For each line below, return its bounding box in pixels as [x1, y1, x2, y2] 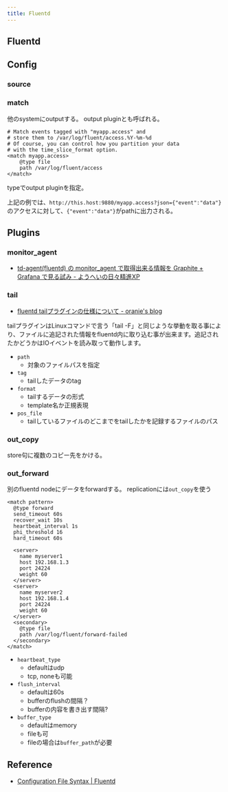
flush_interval [16, 681, 61, 688]
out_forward [7, 469, 49, 478]
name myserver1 [19, 553, 63, 560]
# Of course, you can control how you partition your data [7, 140, 180, 147]
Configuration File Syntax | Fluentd [16, 777, 116, 785]
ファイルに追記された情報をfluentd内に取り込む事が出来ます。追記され [19, 330, 219, 338]
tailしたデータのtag [27, 376, 81, 385]
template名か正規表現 [27, 400, 89, 409]
